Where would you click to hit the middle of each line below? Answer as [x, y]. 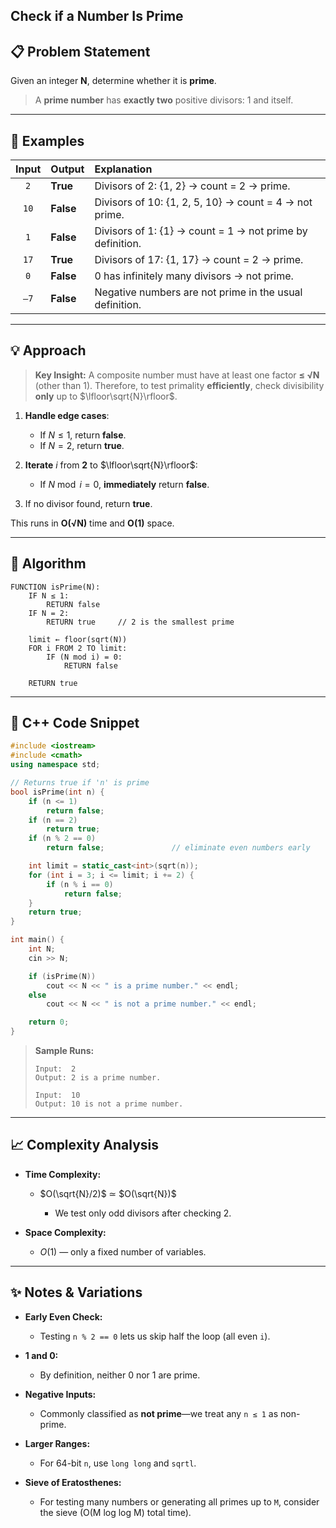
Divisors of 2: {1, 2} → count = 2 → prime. [192, 186]
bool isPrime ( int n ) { [57, 792]
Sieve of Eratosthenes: [73, 1482]
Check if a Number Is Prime [97, 16]
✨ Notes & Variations [76, 1292]
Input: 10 [57, 1095]
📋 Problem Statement [80, 51]
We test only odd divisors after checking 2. [143, 1213]
